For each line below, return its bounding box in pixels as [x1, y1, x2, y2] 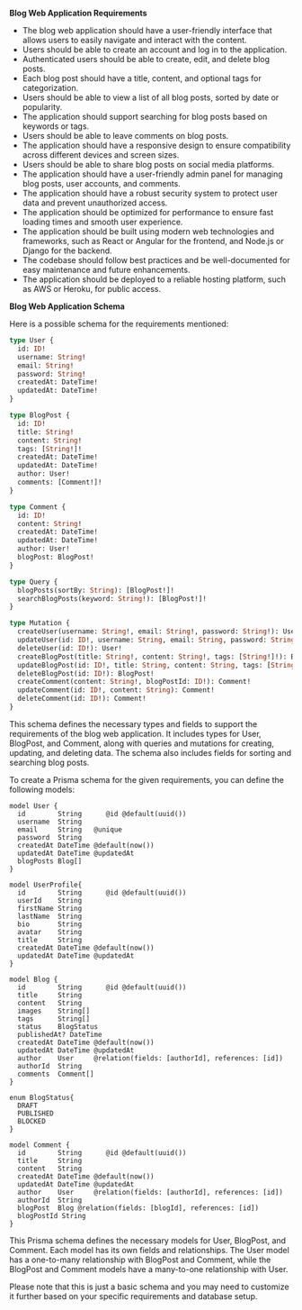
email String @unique [17, 824, 123, 834]
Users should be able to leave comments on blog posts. [22, 131, 229, 141]
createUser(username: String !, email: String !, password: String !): [17, 627, 280, 636]
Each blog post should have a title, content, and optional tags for [22, 73, 262, 84]
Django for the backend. [22, 245, 112, 256]
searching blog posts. [9, 757, 90, 768]
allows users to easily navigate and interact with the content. [22, 35, 247, 45]
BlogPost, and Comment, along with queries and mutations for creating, [9, 738, 274, 749]
